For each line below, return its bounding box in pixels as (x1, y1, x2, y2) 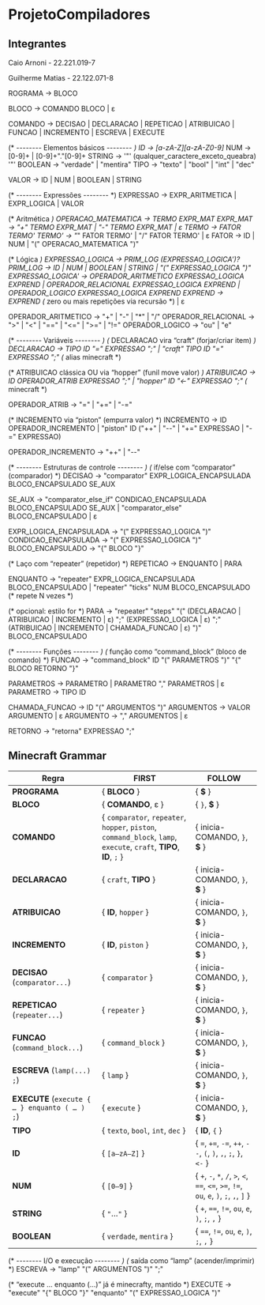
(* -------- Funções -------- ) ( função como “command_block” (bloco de (8, 647, 247, 656)
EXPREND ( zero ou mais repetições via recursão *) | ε (8, 296, 185, 306)
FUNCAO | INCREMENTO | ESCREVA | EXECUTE (8, 128, 166, 137)
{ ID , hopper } (101, 907, 149, 918)
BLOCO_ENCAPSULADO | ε (8, 511, 97, 521)
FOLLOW (207, 772, 241, 783)
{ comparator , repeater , (101, 812, 187, 823)
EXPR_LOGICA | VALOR (8, 199, 84, 208)
